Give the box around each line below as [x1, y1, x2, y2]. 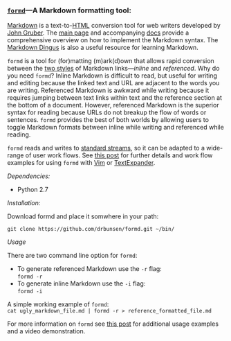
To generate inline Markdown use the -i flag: [17, 279, 146, 288]
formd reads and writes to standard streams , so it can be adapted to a [7, 144, 205, 152]
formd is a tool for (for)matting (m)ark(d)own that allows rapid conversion [7, 57, 214, 65]
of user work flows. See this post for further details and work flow [25, 151, 213, 159]
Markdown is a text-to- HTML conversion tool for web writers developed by [7, 21, 221, 30]
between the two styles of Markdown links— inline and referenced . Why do [7, 64, 220, 73]
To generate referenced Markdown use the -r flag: [17, 265, 163, 273]
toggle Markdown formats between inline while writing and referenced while [7, 123, 225, 132]
